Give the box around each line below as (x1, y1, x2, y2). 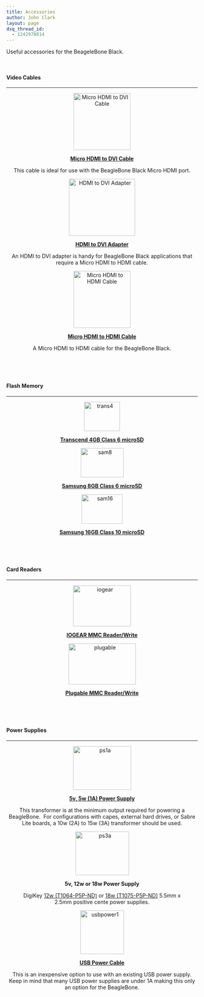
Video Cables (6, 73, 41, 81)
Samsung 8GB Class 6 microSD (61, 482, 143, 489)
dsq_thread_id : (6, 25, 45, 32)
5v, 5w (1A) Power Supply (69, 794, 135, 802)
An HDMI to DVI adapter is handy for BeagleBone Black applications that (12, 252, 192, 260)
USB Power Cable (80, 959, 124, 966)
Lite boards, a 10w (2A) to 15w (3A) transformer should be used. (22, 819, 182, 826)
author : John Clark (6, 15, 56, 21)
